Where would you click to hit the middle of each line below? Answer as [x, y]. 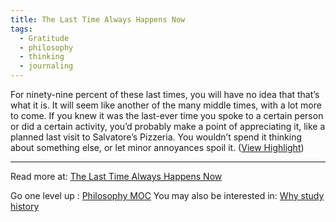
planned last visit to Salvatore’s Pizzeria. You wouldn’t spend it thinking [156, 137]
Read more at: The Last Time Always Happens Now [116, 176]
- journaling [46, 66]
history [25, 206]
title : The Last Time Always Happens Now [98, 19]
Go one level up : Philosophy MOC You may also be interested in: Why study [167, 195]
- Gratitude [44, 38]
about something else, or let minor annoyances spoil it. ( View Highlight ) [157, 147]
